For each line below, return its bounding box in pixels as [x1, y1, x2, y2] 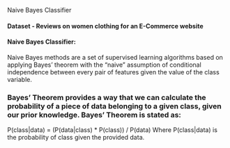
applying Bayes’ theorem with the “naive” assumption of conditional [7, 60, 202, 69]
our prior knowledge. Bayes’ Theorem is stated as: [7, 110, 181, 120]
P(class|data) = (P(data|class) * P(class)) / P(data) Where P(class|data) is [7, 126, 218, 134]
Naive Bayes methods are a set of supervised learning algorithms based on [7, 53, 223, 61]
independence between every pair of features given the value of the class [7, 67, 220, 76]
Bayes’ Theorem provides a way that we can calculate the [7, 92, 207, 102]
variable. [7, 75, 33, 83]
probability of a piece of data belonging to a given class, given [7, 101, 222, 110]
